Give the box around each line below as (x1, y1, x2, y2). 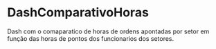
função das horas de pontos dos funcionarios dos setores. (7, 34, 174, 42)
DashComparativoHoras (7, 5, 149, 20)
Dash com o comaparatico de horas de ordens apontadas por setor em (7, 27, 210, 35)
